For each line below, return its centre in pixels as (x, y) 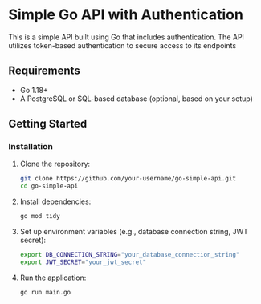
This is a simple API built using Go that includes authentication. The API (126, 37)
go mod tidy (40, 217)
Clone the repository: (55, 164)
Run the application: (53, 278)
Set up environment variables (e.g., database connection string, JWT (134, 232)
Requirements (44, 71)
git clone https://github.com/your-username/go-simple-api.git (128, 179)
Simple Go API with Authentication (126, 15)
